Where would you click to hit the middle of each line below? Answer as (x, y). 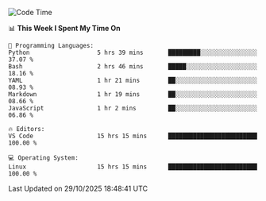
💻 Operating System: (44, 158)
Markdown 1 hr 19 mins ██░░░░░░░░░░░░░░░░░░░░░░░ (133, 95)
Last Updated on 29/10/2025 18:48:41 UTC (78, 188)
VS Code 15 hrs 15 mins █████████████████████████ (133, 136)
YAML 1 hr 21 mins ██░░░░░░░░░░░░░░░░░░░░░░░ (133, 80)
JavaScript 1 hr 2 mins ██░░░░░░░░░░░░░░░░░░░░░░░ (133, 108)
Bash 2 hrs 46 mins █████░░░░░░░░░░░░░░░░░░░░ (133, 67)
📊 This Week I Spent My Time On (64, 28)
